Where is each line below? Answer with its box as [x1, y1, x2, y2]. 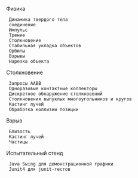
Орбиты [8, 48, 26, 54]
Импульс [8, 27, 28, 33]
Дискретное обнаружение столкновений [8, 91, 103, 97]
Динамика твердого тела [8, 17, 68, 23]
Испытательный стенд [6, 149, 63, 156]
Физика [6, 5, 26, 12]
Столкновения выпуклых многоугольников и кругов [8, 96, 133, 102]
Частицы [8, 139, 28, 145]
